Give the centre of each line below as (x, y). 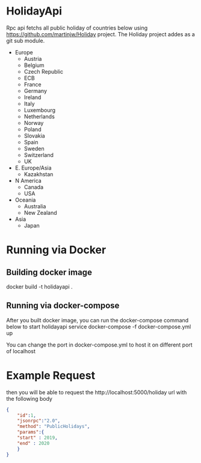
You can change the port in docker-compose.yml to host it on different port (99, 345)
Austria (33, 59)
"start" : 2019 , (38, 438)
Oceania (25, 200)
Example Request (51, 375)
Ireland (32, 97)
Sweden (34, 148)
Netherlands (39, 117)
